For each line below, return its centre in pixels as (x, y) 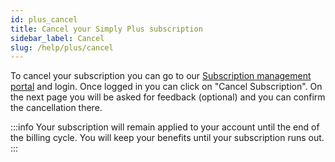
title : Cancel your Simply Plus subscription (106, 29)
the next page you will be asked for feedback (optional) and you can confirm (168, 97)
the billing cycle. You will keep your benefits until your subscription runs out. (167, 138)
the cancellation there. (56, 108)
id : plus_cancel (44, 19)
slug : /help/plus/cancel (62, 47)
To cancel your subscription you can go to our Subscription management (161, 76)
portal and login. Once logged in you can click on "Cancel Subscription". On (166, 87)
